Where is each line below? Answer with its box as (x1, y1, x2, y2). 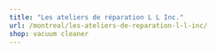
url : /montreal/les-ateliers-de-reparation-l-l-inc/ (9, 21, 208, 30)
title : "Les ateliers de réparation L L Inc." (9, 12, 184, 22)
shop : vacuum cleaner (9, 29, 89, 38)
